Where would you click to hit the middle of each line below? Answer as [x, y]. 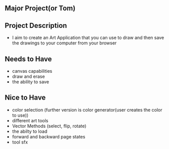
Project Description [36, 26]
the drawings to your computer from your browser [64, 43]
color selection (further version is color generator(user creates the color [87, 110]
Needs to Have [28, 59]
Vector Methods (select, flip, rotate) [49, 126]
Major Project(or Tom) [40, 8]
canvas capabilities [32, 71]
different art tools [30, 120]
